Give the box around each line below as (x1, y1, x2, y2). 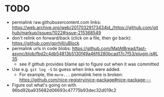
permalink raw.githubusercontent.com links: (11, 19, 101, 25)
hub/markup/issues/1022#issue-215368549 (11, 30, 101, 35)
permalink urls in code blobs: (11, 45, 71, 51)
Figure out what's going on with (11, 82, 77, 88)
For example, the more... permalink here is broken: (19, 71, 123, 77)
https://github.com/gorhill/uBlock (11, 40, 80, 46)
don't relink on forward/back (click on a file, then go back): (11, 35, 132, 41)
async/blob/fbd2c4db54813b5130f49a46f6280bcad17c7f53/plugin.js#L (11, 50, 159, 57)
